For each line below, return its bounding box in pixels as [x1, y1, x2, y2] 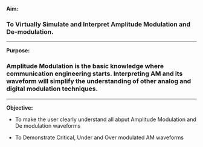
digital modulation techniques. [6, 84, 98, 93]
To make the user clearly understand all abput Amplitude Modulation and [14, 116, 196, 123]
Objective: [6, 104, 33, 111]
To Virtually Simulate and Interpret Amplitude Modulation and [6, 20, 191, 28]
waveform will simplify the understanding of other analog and [6, 77, 192, 86]
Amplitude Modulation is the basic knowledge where [6, 62, 164, 70]
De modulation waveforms [14, 122, 81, 129]
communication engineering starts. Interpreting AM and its [6, 69, 183, 78]
